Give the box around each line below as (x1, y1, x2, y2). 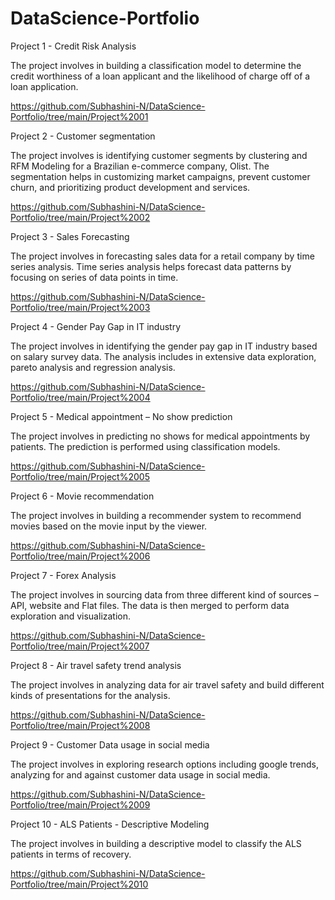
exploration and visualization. (10, 610, 132, 622)
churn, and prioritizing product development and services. (10, 181, 251, 193)
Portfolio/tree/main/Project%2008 (10, 719, 151, 731)
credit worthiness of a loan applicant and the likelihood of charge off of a (10, 70, 311, 82)
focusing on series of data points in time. (10, 271, 179, 283)
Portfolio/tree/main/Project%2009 (10, 798, 151, 811)
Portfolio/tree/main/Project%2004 (10, 391, 151, 403)
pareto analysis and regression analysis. (10, 361, 176, 373)
